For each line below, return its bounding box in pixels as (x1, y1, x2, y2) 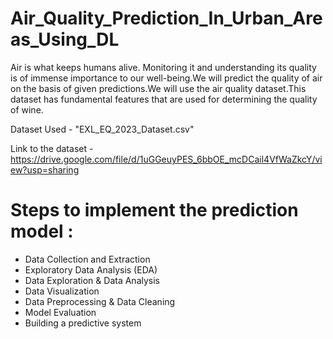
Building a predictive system (24, 317, 142, 329)
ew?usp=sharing (10, 163, 80, 176)
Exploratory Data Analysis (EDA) (24, 263, 158, 276)
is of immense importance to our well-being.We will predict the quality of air (10, 72, 323, 84)
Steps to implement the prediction (10, 199, 299, 222)
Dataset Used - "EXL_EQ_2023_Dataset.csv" (10, 123, 195, 135)
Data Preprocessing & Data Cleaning (24, 295, 176, 307)
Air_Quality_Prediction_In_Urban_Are (10, 7, 323, 30)
